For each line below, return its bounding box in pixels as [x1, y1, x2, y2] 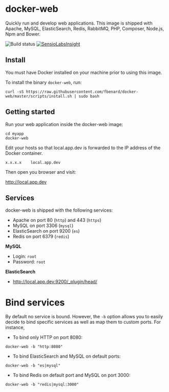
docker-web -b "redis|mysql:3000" [5, 382, 79, 387]
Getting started [5, 108, 55, 116]
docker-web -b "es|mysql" [5, 363, 60, 368]
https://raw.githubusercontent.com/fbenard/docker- [26, 89, 139, 94]
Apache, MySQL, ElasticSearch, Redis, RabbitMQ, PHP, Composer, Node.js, [5, 25, 164, 31]
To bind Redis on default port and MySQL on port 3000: [12, 372, 131, 378]
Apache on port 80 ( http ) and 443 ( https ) [12, 217, 101, 223]
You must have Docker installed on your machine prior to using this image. [5, 69, 162, 75]
